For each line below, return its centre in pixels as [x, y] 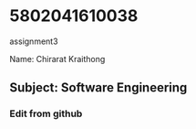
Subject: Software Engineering [98, 88]
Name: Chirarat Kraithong [57, 59]
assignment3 [34, 41]
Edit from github [46, 113]
